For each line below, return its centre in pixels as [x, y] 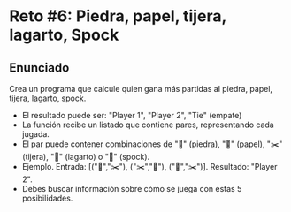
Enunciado [39, 68]
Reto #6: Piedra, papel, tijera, [118, 16]
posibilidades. [47, 198]
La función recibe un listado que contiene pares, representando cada [148, 125]
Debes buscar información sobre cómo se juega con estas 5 [132, 189]
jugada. [36, 134]
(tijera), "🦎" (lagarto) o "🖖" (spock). [86, 157]
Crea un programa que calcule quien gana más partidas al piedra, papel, [141, 89]
